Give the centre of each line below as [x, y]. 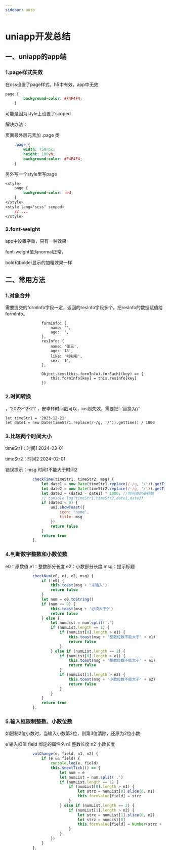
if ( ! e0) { [53, 581]
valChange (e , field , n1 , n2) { [65, 754]
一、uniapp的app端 [36, 57]
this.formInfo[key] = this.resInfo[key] [94, 378]
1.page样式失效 [24, 72]
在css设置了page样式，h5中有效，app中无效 [52, 84]
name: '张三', [65, 347]
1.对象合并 [18, 295]
